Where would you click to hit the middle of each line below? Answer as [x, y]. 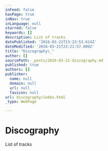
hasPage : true [20, 14]
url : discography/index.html [35, 97]
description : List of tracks [35, 38]
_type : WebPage [21, 102]
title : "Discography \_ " [30, 51]
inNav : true [17, 19]
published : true [22, 65]
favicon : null [24, 93]
